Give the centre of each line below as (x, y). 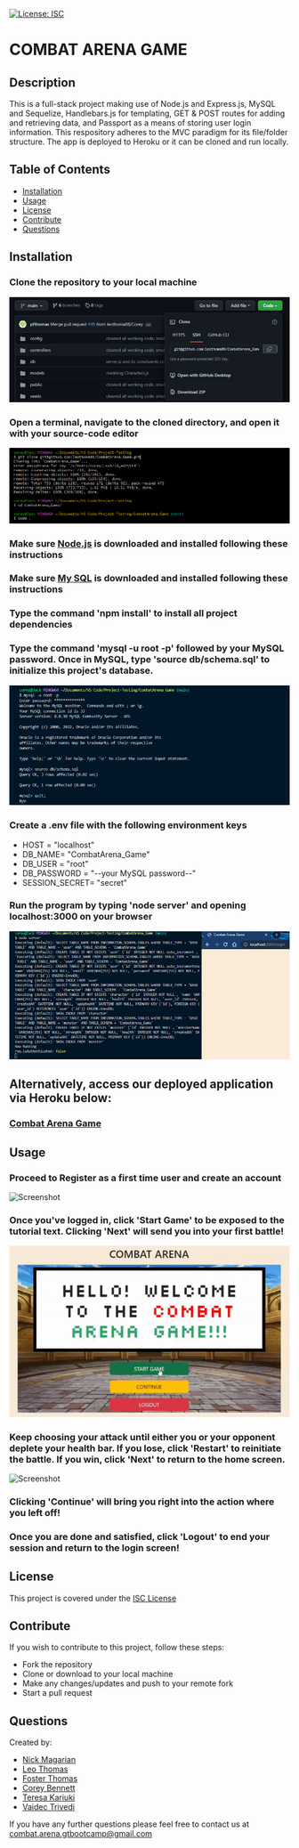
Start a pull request (57, 1693)
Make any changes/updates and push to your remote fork (128, 1683)
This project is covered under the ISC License (93, 1598)
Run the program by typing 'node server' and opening (128, 905)
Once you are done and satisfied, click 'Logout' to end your (139, 1536)
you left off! (35, 1512)
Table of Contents (60, 170)
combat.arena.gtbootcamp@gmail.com (81, 1834)
